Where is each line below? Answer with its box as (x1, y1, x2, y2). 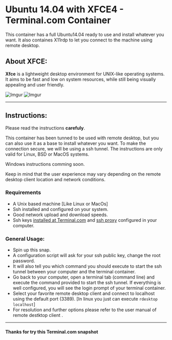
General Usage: (5, 235, 45, 242)
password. (12, 258, 35, 264)
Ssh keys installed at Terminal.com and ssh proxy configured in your (12, 217, 157, 223)
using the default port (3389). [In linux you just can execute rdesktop (12, 296, 158, 302)
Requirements (5, 189, 41, 196)
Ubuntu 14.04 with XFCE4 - (5, 4, 124, 15)
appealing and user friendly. (5, 81, 65, 88)
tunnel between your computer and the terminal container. (12, 269, 136, 275)
